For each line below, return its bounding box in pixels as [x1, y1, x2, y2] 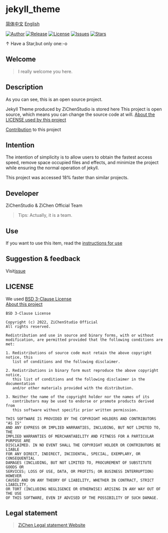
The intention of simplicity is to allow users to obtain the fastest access [6, 154, 152, 160]
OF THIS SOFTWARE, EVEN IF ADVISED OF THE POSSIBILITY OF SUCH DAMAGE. [6, 495, 158, 500]
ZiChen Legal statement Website [18, 522, 86, 528]
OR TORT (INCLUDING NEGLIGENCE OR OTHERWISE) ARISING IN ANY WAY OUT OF [6, 486, 161, 491]
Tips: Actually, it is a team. [18, 212, 72, 218]
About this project [6, 301, 43, 307]
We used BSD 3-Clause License [6, 296, 72, 302]
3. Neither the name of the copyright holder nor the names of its [6, 394, 150, 399]
